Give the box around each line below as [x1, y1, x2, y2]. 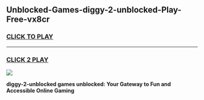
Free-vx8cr [6, 15, 50, 25]
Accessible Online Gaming [6, 87, 75, 94]
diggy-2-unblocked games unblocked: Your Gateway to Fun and [6, 80, 171, 87]
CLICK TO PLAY [6, 33, 53, 41]
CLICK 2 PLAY [6, 55, 49, 64]
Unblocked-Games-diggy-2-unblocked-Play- [6, 5, 182, 15]
